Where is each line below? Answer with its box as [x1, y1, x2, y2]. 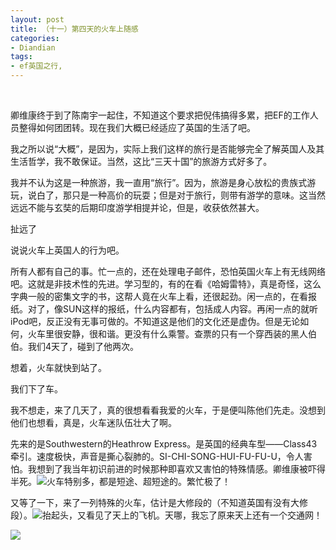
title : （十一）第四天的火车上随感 [10, 24, 139, 34]
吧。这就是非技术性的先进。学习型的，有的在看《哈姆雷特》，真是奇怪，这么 [10, 278, 322, 290]
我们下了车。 [10, 383, 63, 395]
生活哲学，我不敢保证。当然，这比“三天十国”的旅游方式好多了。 [10, 156, 273, 167]
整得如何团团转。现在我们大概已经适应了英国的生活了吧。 [18, 122, 256, 133]
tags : [10, 52, 33, 62]
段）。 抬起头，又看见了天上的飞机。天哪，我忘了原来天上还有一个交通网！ [10, 509, 323, 521]
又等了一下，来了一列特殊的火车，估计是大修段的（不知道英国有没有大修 [10, 497, 308, 508]
